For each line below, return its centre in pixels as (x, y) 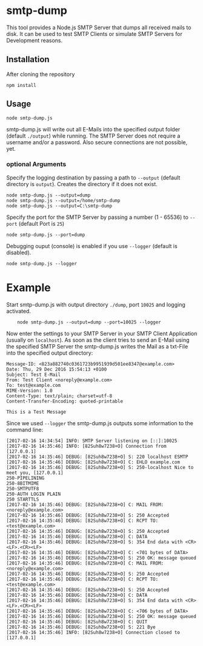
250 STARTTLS (23, 499)
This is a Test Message (36, 412)
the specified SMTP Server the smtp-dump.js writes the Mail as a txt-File (97, 346)
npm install (21, 85)
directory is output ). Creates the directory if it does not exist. (82, 184)
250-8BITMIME (23, 483)
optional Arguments (36, 164)
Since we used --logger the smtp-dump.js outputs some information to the (100, 423)
